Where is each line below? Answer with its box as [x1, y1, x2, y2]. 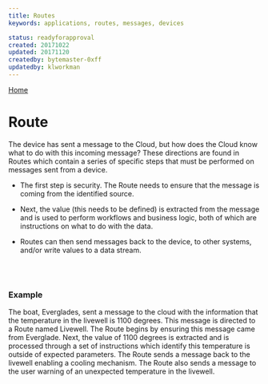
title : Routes [8, 11, 56, 20]
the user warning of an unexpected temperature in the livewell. [8, 366, 215, 376]
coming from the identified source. [19, 188, 134, 198]
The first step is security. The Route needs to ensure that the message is [19, 180, 260, 190]
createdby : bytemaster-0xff [8, 56, 102, 64]
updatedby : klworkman [8, 63, 81, 72]
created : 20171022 [8, 41, 70, 49]
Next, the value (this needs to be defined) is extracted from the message [19, 204, 260, 214]
